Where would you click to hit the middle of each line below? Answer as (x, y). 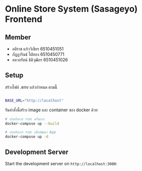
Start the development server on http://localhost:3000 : (61, 163)
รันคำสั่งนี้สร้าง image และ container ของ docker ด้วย (51, 110)
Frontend (24, 19)
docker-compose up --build (32, 123)
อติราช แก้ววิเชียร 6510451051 (38, 49)
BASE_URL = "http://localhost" (34, 101)
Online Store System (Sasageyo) (71, 9)
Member (18, 37)
